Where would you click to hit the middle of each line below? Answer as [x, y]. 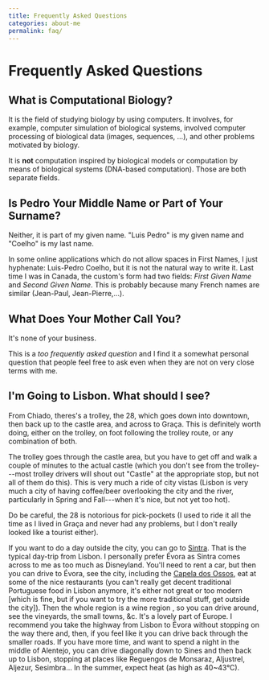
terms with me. [33, 371]
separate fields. [34, 178]
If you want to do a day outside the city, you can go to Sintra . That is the [127, 547]
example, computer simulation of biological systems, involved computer [127, 128]
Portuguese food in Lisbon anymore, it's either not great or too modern [125, 590]
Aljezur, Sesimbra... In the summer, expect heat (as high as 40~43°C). [124, 667]
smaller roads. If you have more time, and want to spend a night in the [124, 641]
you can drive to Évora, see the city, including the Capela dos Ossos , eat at [132, 573]
